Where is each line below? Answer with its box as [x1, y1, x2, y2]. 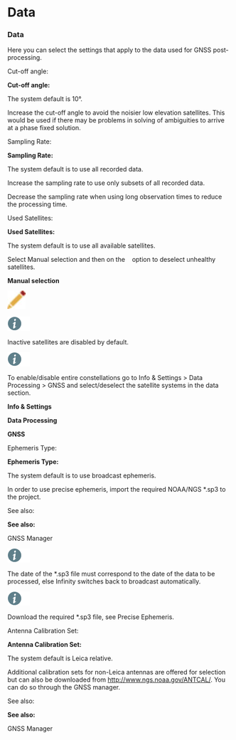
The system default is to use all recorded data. [7, 165, 144, 174]
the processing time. [7, 200, 68, 208]
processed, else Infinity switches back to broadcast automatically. [7, 577, 201, 586]
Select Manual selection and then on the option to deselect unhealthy [7, 255, 216, 264]
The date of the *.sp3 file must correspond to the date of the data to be [7, 570, 215, 578]
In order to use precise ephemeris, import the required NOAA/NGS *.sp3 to [7, 485, 226, 494]
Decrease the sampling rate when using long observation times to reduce [7, 193, 222, 201]
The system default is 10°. [7, 95, 83, 103]
